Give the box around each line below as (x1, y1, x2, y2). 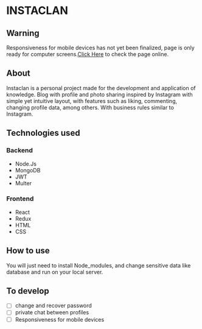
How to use (6, 246, 50, 256)
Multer (15, 179, 32, 186)
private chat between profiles (15, 309, 89, 316)
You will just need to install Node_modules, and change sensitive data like (6, 261, 191, 269)
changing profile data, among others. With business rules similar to (6, 104, 175, 111)
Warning (6, 28, 40, 38)
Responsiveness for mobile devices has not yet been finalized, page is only (6, 44, 195, 51)
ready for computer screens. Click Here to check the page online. (6, 51, 169, 58)
